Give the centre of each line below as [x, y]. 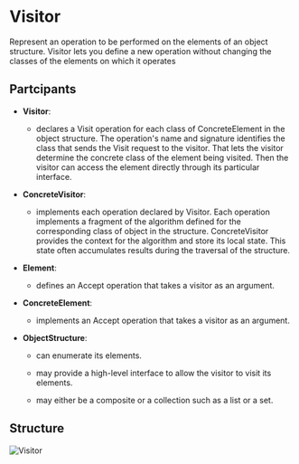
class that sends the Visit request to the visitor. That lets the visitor [160, 147]
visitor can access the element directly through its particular [148, 167]
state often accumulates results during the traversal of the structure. [163, 250]
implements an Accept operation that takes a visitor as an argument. [163, 320]
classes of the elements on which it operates [93, 61]
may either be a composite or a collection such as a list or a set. [154, 400]
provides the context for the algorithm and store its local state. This [161, 241]
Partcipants [43, 89]
